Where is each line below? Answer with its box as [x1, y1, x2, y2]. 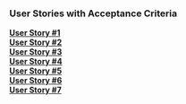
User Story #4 [9, 56, 63, 67]
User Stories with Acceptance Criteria [9, 7, 178, 20]
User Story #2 [9, 37, 63, 48]
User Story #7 [9, 84, 63, 96]
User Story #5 [9, 65, 63, 76]
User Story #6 [9, 75, 63, 86]
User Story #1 [9, 28, 61, 39]
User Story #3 [9, 47, 63, 57]
